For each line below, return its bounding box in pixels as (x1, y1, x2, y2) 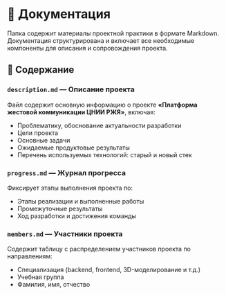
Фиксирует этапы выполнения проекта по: (7, 184, 133, 192)
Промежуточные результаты (17, 204, 103, 213)
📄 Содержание (7, 64, 75, 75)
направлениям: (7, 252, 53, 260)
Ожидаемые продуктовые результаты (17, 143, 130, 152)
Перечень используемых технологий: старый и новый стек (17, 150, 192, 159)
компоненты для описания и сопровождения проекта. (7, 44, 168, 52)
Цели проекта (17, 128, 59, 137)
